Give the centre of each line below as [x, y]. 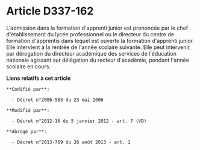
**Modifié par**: [28, 110]
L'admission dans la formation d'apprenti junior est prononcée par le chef [97, 28]
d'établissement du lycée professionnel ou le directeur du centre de [90, 34]
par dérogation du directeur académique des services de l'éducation [91, 53]
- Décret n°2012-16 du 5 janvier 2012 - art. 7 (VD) [79, 121]
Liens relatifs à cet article [39, 78]
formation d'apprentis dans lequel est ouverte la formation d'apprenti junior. [100, 41]
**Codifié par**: [28, 89]
